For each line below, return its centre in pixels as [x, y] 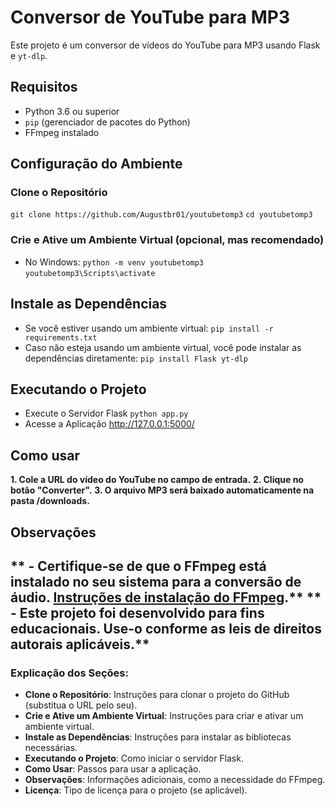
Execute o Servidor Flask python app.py [106, 413]
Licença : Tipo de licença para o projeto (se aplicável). [136, 790]
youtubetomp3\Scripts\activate [90, 273]
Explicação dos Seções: [69, 673]
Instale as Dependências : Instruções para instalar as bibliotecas [158, 737]
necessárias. [51, 748]
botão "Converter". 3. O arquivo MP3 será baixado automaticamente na [162, 490]
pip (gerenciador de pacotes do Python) [107, 122]
